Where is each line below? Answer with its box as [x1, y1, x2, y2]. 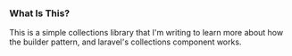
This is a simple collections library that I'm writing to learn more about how [9, 28, 284, 38]
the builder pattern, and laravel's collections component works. [9, 36, 242, 47]
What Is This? [9, 7, 71, 20]
